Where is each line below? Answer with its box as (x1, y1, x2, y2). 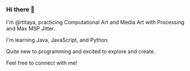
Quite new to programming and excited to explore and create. (6, 48, 156, 55)
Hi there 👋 (6, 5, 35, 14)
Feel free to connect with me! (6, 59, 78, 67)
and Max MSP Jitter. (6, 25, 55, 32)
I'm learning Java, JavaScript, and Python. (6, 37, 109, 44)
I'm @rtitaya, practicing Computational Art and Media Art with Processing (6, 19, 185, 26)
